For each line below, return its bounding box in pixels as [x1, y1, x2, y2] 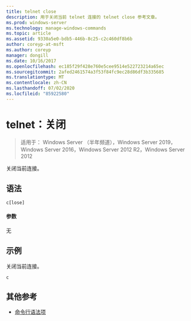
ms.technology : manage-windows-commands [6, 25, 107, 31]
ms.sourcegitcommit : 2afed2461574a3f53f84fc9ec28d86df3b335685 [6, 69, 165, 75]
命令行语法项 [14, 309, 46, 316]
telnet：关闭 [6, 118, 66, 131]
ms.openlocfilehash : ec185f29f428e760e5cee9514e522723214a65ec [6, 63, 165, 70]
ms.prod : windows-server [6, 19, 67, 25]
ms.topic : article [6, 31, 51, 37]
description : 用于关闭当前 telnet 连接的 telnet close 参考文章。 [6, 14, 160, 20]
